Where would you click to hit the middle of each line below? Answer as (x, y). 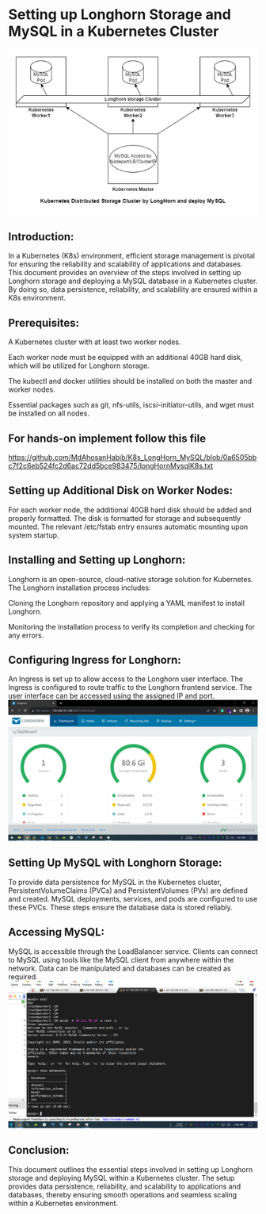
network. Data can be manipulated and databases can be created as (120, 968)
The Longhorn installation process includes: (80, 588)
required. (23, 976)
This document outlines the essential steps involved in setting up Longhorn (131, 1169)
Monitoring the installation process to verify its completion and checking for (131, 626)
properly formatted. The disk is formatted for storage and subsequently (125, 518)
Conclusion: (39, 1150)
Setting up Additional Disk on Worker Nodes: (121, 490)
